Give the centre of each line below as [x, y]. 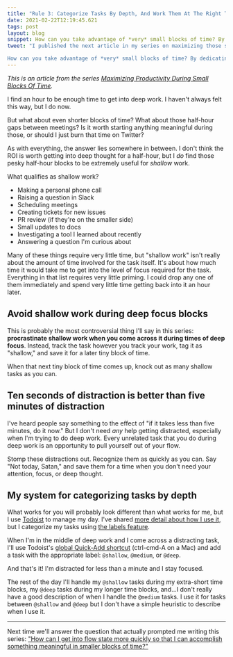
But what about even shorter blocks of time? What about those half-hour [111, 120]
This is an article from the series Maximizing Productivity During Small [108, 78]
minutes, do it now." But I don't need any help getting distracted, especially [114, 430]
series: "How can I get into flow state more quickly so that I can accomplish [115, 639]
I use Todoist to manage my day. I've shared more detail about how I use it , [114, 519]
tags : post [23, 26]
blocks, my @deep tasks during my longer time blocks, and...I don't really [110, 590]
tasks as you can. [32, 373]
